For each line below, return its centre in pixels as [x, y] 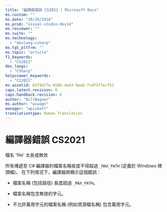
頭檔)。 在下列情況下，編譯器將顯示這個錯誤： [53, 172]
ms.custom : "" [20, 15]
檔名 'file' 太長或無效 [27, 155]
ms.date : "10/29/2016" [29, 19]
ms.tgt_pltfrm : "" [25, 48]
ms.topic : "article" [27, 52]
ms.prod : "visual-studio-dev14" [39, 24]
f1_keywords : [19, 57]
